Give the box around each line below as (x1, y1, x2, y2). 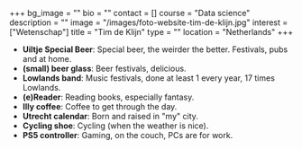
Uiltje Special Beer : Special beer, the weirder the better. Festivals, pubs (22, 44, 288, 55)
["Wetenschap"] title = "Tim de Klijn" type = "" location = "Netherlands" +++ (9, 27, 294, 37)
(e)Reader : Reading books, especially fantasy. (22, 92, 195, 102)
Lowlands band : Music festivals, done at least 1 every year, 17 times (22, 73, 275, 83)
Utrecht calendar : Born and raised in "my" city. (22, 111, 198, 121)
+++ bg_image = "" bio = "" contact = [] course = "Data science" (9, 8, 251, 18)
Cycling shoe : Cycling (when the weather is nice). (22, 120, 209, 131)
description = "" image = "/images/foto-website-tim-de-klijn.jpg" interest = (9, 17, 288, 28)
